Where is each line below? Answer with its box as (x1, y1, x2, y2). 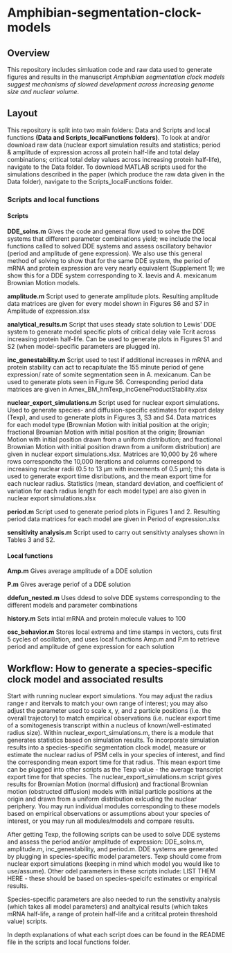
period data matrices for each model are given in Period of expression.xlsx (7, 514, 220, 523)
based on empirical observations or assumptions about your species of (7, 809, 211, 817)
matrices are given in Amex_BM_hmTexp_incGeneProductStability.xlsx (7, 385, 208, 393)
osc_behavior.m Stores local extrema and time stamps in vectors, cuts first (7, 628, 222, 636)
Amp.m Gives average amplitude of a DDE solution (7, 567, 152, 575)
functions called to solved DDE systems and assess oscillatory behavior (7, 242, 213, 250)
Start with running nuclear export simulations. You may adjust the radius (7, 691, 213, 700)
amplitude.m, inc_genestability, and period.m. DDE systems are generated (7, 844, 218, 853)
